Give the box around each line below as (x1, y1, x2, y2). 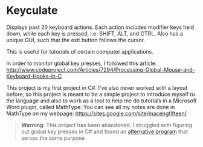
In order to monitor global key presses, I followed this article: (6, 60, 157, 67)
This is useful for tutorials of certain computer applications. (6, 48, 154, 55)
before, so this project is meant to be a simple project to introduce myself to (6, 90, 195, 98)
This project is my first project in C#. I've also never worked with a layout (6, 84, 188, 91)
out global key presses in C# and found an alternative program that (21, 128, 188, 135)
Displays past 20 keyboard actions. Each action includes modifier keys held (6, 23, 195, 31)
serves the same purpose (21, 134, 85, 142)
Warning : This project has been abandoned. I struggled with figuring (21, 121, 193, 128)
